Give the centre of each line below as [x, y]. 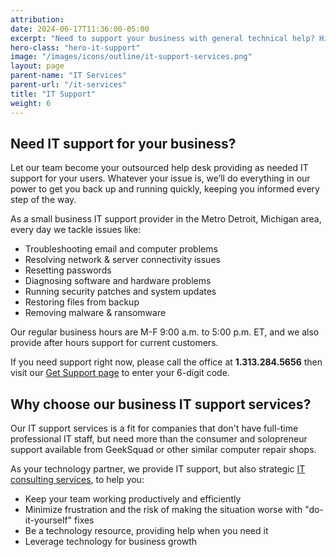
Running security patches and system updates [120, 292]
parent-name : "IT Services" [69, 76]
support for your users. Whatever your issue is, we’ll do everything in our [160, 178]
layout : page [37, 66]
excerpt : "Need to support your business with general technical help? [162, 38]
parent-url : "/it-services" [69, 85]
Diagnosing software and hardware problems [118, 281]
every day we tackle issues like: [76, 230]
